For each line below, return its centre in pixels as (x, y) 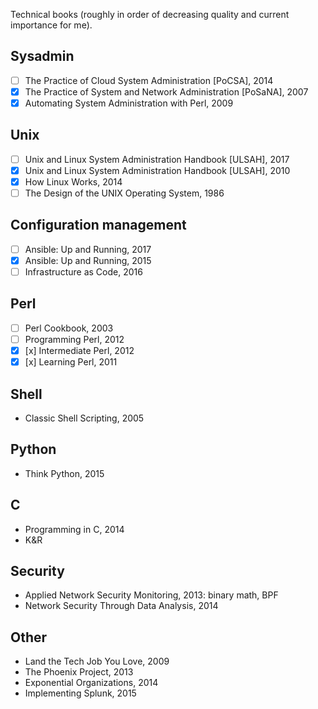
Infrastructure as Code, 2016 (83, 272)
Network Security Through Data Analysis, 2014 (121, 606)
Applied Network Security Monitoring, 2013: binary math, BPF (151, 595)
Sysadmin (42, 56)
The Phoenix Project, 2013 (79, 672)
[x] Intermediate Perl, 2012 (79, 350)
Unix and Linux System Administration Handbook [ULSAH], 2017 (157, 159)
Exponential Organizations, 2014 (91, 683)
